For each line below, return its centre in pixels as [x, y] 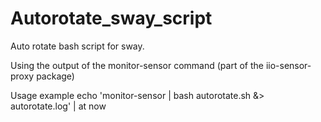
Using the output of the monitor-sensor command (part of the [137, 65]
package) [55, 76]
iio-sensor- [288, 65]
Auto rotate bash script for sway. [77, 46]
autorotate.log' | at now [58, 106]
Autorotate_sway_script [111, 18]
